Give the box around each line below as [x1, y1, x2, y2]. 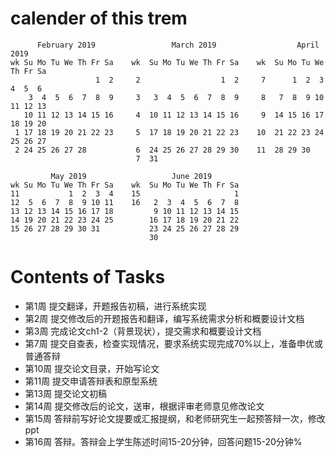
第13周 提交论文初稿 [24, 387, 108, 399]
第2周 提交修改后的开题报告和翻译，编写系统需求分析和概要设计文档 [24, 312, 305, 324]
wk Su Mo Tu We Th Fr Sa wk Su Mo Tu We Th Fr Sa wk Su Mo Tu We [10, 57, 325, 67]
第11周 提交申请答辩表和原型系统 [24, 375, 158, 387]
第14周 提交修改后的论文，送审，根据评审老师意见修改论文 [24, 400, 265, 412]
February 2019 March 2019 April [36, 40, 320, 50]
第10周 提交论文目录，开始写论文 [24, 362, 160, 374]
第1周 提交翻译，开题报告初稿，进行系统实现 [24, 300, 207, 312]
